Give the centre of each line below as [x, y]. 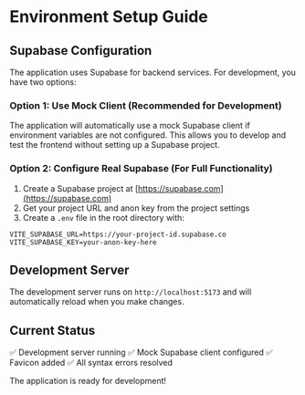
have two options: [43, 82]
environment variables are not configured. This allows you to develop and [148, 135]
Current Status [53, 330]
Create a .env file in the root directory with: [104, 217]
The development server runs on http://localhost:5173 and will [131, 292]
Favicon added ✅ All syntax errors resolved [91, 363]
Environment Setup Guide [109, 17]
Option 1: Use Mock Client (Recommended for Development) [146, 105]
